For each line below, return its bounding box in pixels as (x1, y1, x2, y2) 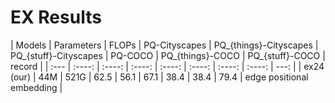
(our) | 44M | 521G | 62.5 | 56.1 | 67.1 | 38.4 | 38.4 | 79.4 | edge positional (10, 71, 309, 83)
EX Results (10, 6, 102, 29)
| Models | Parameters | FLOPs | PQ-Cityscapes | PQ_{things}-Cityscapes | (10, 39, 319, 51)
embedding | (10, 81, 63, 93)
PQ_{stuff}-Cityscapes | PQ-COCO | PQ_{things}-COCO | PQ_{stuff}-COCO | (10, 49, 326, 61)
